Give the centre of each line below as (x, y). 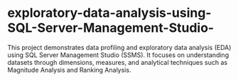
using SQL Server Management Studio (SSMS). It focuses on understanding (118, 55)
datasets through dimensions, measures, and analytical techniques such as (118, 62)
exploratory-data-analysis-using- (109, 13)
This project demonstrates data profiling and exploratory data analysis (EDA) (119, 47)
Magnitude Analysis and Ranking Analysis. (69, 70)
